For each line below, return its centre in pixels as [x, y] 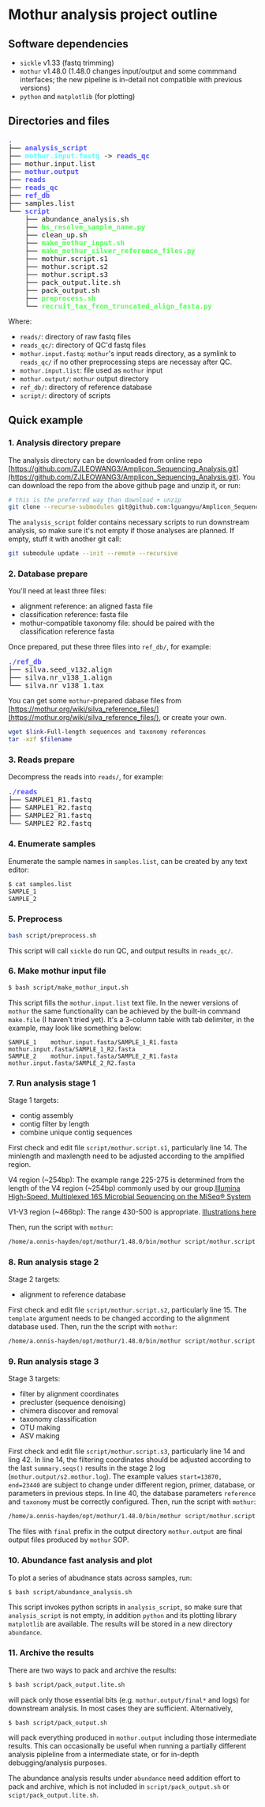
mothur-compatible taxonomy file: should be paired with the [117, 623]
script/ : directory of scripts [65, 395]
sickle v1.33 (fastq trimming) [67, 63]
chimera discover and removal [69, 1411]
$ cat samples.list [40, 884]
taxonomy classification [58, 1419]
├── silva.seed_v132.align [60, 670]
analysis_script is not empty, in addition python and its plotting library [123, 1616]
